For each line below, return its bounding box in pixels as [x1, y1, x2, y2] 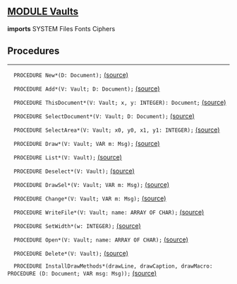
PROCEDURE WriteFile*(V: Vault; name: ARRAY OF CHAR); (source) [13, 208, 205, 216]
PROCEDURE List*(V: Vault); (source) [13, 152, 122, 161]
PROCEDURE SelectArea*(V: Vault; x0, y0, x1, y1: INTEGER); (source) [13, 125, 220, 134]
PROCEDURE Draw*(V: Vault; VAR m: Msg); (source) [13, 139, 160, 147]
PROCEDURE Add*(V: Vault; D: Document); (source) [13, 84, 160, 93]
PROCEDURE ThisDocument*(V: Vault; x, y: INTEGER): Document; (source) [13, 98, 226, 106]
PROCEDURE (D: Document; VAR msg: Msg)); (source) [7, 268, 157, 277]
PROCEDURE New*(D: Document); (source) [13, 70, 129, 79]
